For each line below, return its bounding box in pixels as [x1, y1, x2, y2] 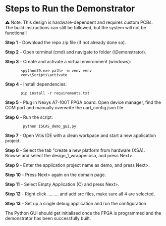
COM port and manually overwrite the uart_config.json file [5, 104, 124, 110]
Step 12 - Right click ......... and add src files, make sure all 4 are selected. [5, 191, 155, 197]
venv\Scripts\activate [20, 72, 68, 77]
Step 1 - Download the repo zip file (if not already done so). [5, 39, 126, 45]
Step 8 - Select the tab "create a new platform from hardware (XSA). [5, 147, 145, 153]
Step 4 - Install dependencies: [5, 81, 67, 87]
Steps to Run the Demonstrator [5, 3, 135, 14]
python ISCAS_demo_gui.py [23, 124, 77, 129]
